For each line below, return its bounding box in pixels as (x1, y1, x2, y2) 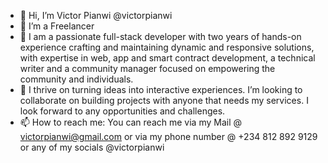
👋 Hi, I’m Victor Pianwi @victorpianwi (19, 10, 173, 21)
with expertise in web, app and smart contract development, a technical (19, 52, 316, 64)
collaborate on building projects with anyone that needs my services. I (19, 95, 309, 106)
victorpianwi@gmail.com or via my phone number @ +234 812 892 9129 (19, 131, 318, 142)
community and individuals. (19, 73, 134, 85)
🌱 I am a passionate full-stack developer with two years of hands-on (19, 31, 302, 42)
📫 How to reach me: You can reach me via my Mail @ (19, 116, 243, 128)
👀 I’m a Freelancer (19, 20, 95, 32)
